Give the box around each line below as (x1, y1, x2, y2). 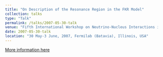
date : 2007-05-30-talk (5, 29, 51, 34)
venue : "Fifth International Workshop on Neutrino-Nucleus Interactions (5, 25, 155, 30)
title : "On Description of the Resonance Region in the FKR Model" (5, 7, 145, 12)
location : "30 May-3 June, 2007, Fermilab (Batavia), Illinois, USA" (5, 34, 149, 39)
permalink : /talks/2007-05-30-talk (5, 20, 77, 25)
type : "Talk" (5, 16, 32, 21)
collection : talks (5, 11, 42, 16)
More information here (5, 46, 50, 53)
